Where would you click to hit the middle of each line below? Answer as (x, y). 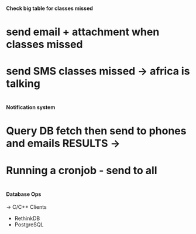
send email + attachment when (83, 32)
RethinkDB (27, 218)
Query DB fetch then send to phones (96, 131)
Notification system (31, 107)
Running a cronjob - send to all (82, 170)
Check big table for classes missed (50, 8)
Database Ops (24, 194)
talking (23, 84)
